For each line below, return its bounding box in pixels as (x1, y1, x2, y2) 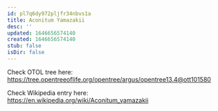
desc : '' (7, 23, 33, 30)
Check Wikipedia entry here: (7, 88, 89, 97)
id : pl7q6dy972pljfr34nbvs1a (7, 10, 91, 17)
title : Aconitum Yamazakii (7, 17, 85, 24)
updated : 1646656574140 (7, 29, 76, 37)
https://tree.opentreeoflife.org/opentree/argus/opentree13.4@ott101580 (7, 75, 211, 83)
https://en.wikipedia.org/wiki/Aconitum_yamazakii (7, 96, 149, 104)
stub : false (7, 42, 42, 49)
